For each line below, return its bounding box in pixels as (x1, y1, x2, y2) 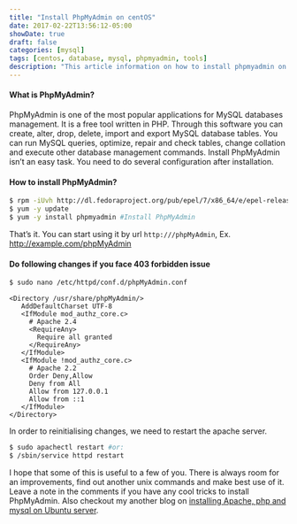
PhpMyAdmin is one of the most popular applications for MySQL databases (9, 110, 284, 120)
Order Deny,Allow (28, 371, 93, 381)
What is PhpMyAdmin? (9, 89, 95, 100)
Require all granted (36, 333, 113, 342)
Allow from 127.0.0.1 (28, 387, 109, 396)
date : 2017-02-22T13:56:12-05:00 (9, 21, 133, 30)
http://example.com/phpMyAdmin (9, 238, 132, 249)
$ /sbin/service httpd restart (9, 451, 125, 460)
